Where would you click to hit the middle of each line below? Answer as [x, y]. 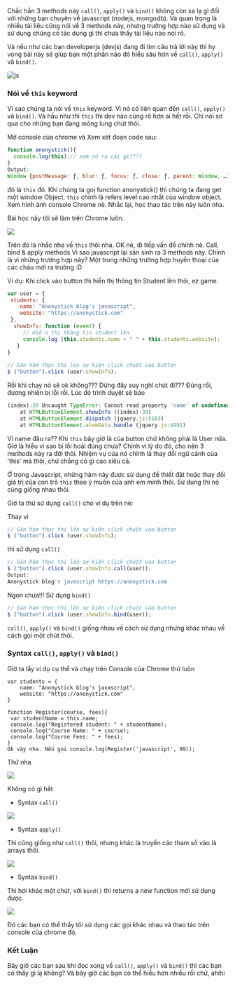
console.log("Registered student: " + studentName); [89, 724]
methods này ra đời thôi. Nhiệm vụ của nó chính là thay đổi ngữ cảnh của [113, 453]
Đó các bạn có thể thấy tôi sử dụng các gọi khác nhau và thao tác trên [108, 924]
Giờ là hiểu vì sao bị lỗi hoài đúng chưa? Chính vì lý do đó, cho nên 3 [106, 446]
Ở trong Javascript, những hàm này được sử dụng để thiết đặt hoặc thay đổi [116, 474]
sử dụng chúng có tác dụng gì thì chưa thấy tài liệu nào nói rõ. [97, 33]
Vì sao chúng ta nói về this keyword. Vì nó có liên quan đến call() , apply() [116, 109]
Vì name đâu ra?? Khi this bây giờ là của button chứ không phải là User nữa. [117, 438]
